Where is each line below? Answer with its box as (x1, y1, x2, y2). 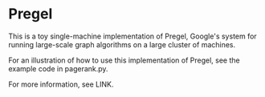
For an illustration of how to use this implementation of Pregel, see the (8, 55, 240, 65)
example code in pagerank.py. (8, 63, 108, 73)
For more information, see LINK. (8, 79, 114, 89)
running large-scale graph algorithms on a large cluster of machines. (8, 39, 236, 49)
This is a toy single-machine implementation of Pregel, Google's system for (8, 31, 257, 41)
